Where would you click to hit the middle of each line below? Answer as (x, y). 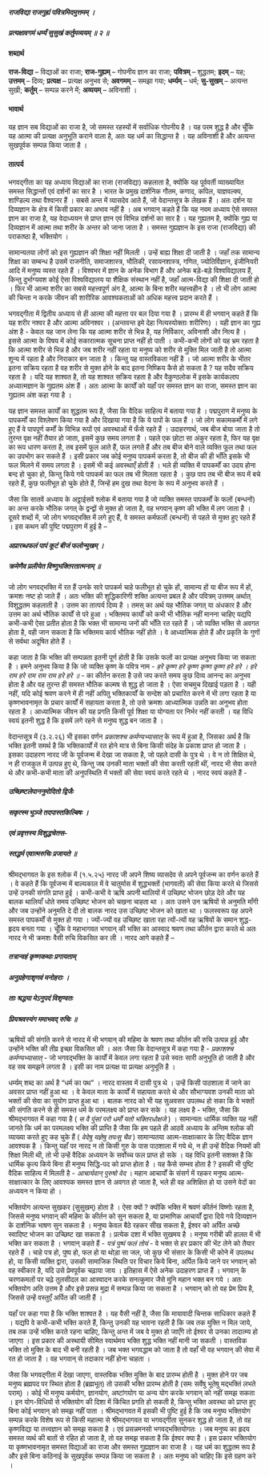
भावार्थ (16, 108)
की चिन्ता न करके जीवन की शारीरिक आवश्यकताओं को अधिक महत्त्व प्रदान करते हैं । (113, 298)
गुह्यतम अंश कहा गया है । (40, 395)
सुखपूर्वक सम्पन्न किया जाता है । (48, 145)
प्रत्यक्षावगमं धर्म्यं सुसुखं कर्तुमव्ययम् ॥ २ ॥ (59, 32)
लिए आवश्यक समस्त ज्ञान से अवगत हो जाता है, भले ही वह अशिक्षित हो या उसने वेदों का (149, 1182)
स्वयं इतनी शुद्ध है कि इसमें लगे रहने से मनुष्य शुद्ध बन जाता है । (86, 720)
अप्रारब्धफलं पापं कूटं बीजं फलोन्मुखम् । (56, 545)
